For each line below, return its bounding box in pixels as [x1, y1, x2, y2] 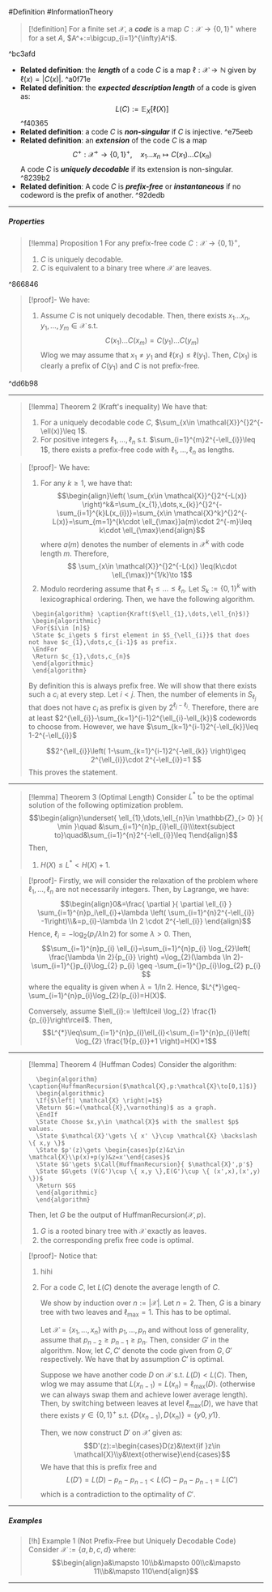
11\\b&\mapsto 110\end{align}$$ [93, 1566, 199, 1576]
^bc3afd [8, 49, 36, 58]
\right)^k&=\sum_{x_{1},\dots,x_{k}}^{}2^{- [82, 500, 223, 510]
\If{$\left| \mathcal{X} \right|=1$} [36, 1096, 164, 1104]
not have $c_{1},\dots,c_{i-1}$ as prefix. [28, 638, 178, 647]
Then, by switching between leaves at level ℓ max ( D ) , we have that [40, 1398, 258, 1410]
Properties [8, 216, 45, 226]
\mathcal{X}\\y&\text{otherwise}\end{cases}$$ [74, 1449, 231, 1459]
